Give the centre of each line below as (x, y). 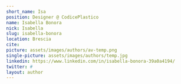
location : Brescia (29, 39)
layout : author (25, 72)
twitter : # (19, 67)
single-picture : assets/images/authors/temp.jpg (67, 56)
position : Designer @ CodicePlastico (52, 17)
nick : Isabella (25, 28)
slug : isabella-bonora (34, 34)
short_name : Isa (26, 12)
